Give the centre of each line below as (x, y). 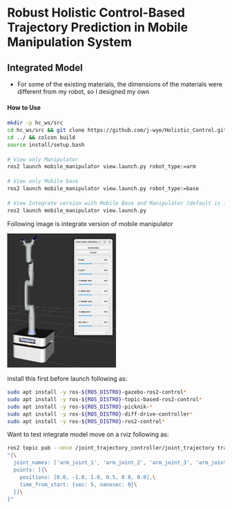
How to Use (24, 107)
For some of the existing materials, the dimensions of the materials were (120, 84)
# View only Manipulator (43, 159)
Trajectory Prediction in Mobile (98, 27)
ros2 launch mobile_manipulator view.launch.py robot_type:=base (103, 189)
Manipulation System (70, 42)
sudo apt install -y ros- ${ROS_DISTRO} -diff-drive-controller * (100, 414)
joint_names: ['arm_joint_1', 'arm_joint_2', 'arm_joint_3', (103, 463)
